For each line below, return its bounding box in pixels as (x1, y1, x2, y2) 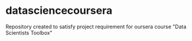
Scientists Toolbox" (5, 29, 52, 36)
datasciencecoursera (5, 4, 112, 17)
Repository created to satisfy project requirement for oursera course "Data (5, 23, 187, 30)
